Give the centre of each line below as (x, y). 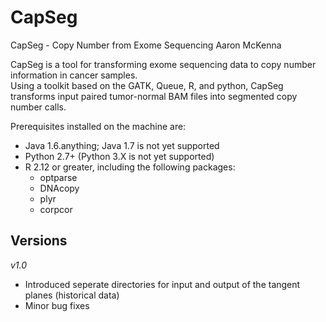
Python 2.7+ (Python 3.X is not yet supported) (119, 156)
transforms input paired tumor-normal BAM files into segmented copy (154, 96)
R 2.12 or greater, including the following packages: (130, 167)
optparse (58, 177)
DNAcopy (59, 188)
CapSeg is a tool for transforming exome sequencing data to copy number (163, 64)
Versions (39, 241)
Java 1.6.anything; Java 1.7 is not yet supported (122, 145)
